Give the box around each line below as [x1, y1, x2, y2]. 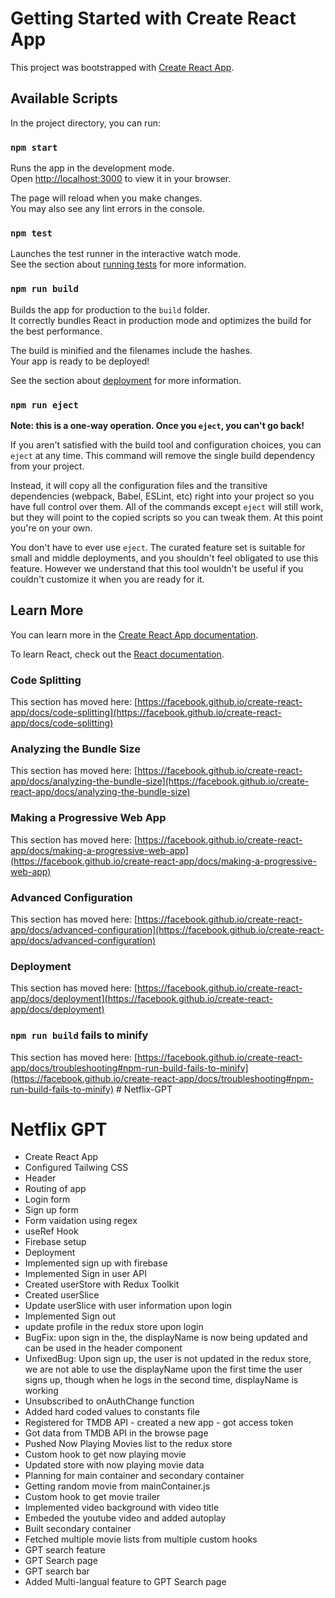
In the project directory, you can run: [10, 117, 161, 129]
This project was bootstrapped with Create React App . [10, 61, 235, 73]
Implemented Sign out [24, 1310, 117, 1322]
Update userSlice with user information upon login [24, 1300, 232, 1312]
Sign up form [24, 1204, 79, 1216]
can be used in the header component [24, 1342, 183, 1354]
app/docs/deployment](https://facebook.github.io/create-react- [10, 993, 273, 1005]
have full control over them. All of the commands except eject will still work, [10, 500, 324, 512]
